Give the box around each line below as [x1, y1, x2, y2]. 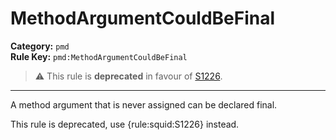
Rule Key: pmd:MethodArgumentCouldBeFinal [10, 50, 188, 62]
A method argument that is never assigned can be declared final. [10, 98, 278, 111]
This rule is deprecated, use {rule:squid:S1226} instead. [10, 118, 240, 130]
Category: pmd [10, 40, 70, 52]
